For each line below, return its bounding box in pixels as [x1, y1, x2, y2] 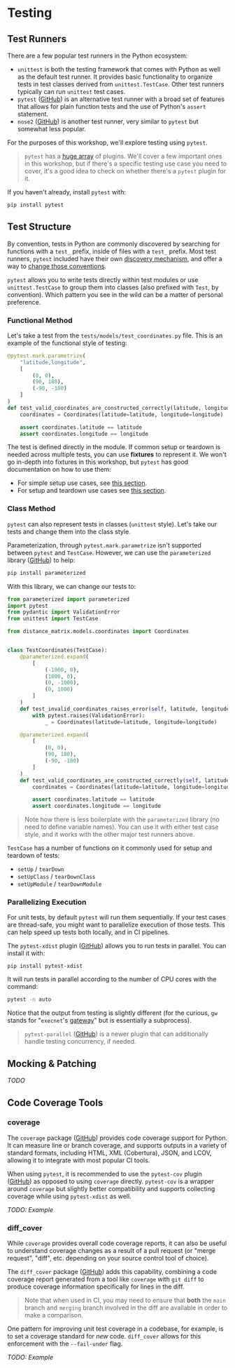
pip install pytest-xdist [7, 963, 83, 970]
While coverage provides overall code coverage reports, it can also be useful [7, 1239, 227, 1247]
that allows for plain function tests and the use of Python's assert [17, 102, 206, 110]
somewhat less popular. [17, 125, 86, 133]
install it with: [7, 949, 45, 957]
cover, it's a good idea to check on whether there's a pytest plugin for [24, 167, 226, 175]
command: [7, 983, 38, 991]
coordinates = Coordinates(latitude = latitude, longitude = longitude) [20, 411, 224, 418]
